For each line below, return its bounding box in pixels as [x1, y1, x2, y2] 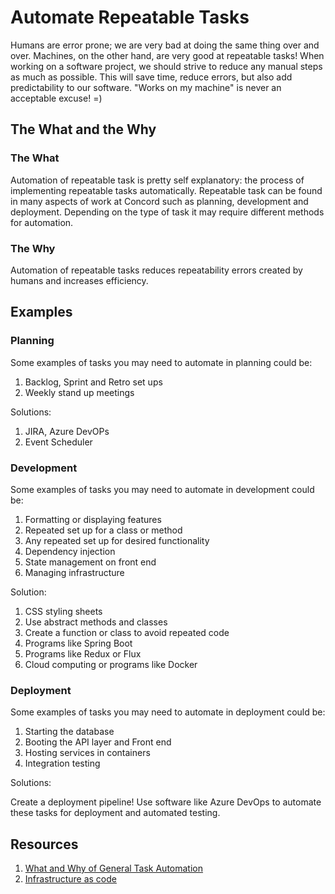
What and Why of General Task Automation [24, 862, 204, 875]
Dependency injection [24, 545, 116, 557]
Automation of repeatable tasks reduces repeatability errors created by [10, 264, 303, 276]
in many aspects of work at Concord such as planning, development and [10, 195, 309, 207]
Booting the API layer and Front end [24, 736, 172, 748]
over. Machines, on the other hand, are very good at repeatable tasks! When [10, 49, 325, 61]
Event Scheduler [24, 436, 93, 448]
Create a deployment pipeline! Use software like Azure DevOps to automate [10, 796, 322, 808]
